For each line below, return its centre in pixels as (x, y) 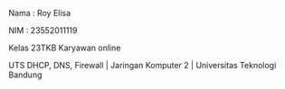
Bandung (25, 75)
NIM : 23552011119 (43, 30)
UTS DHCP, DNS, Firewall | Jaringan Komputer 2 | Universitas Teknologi (142, 65)
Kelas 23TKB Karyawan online (65, 48)
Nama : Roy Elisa (40, 13)
